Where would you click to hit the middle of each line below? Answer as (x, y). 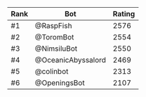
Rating (124, 14)
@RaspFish (53, 26)
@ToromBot (54, 37)
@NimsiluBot (56, 48)
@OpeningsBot (60, 83)
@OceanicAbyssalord (71, 60)
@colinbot (52, 71)
